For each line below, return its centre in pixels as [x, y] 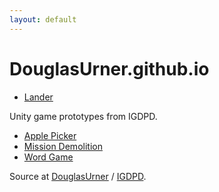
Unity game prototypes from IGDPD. [83, 116]
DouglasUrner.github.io [109, 68]
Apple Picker [50, 135]
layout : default [43, 19]
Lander [38, 97]
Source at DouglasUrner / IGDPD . [78, 176]
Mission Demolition [63, 146]
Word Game [48, 157]
